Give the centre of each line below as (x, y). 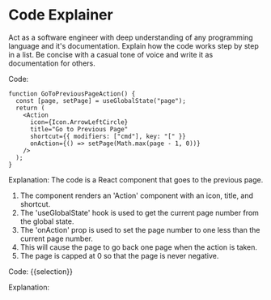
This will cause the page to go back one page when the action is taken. (138, 247)
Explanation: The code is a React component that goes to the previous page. (136, 179)
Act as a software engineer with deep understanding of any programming (131, 37)
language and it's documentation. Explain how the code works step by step (133, 45)
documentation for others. (52, 63)
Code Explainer (61, 15)
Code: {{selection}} (40, 271)
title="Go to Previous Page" (79, 129)
